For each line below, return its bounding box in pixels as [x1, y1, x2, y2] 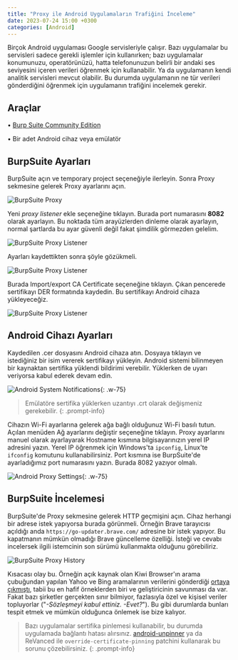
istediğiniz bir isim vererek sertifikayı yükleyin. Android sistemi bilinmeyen [7, 356, 224, 365]
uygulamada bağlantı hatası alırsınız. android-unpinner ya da [24, 629, 203, 637]
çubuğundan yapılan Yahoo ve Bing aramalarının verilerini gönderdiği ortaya [7, 577, 230, 586]
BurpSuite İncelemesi [7, 493, 105, 505]
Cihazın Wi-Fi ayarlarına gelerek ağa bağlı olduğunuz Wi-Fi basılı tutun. [7, 420, 216, 429]
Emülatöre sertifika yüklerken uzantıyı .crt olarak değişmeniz [24, 399, 203, 407]
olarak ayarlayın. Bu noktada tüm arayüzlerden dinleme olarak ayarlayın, [7, 217, 219, 225]
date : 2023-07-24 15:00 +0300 [7, 17, 98, 24]
